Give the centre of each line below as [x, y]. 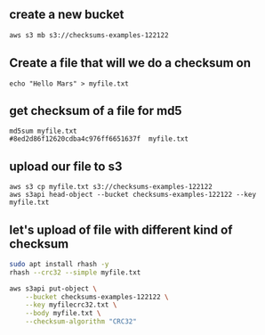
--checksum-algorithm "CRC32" [81, 322]
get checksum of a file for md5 [96, 110]
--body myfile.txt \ [63, 314]
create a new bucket [67, 15]
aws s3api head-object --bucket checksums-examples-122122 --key [132, 195]
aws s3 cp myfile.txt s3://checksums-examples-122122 [111, 187]
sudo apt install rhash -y [59, 264]
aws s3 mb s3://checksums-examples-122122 [89, 35]
